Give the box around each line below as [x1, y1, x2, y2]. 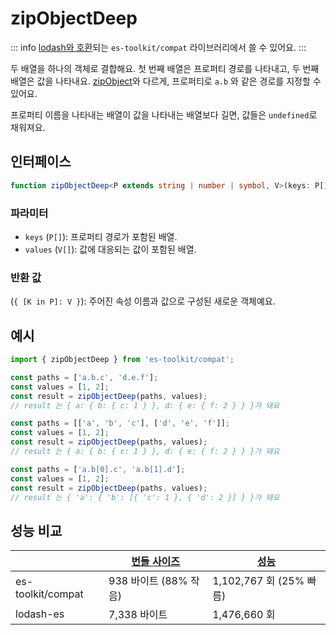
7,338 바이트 [108, 608, 168, 622]
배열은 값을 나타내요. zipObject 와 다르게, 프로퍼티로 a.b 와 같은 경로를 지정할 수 [10, 75, 322, 87]
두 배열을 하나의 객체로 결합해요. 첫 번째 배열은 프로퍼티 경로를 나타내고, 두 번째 [10, 62, 320, 74]
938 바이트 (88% [108, 574, 188, 588]
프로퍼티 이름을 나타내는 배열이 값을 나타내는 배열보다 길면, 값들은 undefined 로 [10, 108, 318, 121]
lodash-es [15, 607, 65, 621]
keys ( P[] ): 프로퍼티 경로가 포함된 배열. [24, 230, 178, 242]
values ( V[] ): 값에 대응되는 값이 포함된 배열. [24, 243, 197, 255]
